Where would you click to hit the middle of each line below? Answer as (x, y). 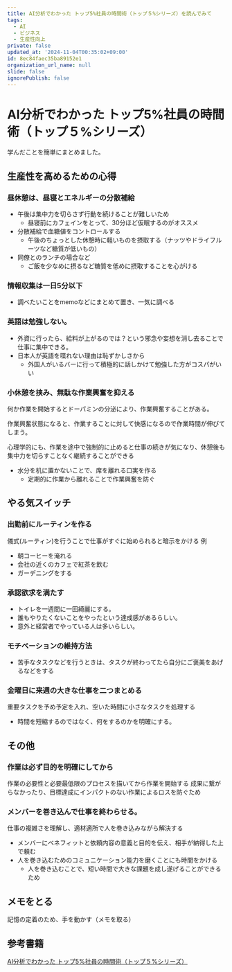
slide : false (26, 71)
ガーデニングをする (45, 573)
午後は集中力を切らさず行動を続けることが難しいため (93, 214)
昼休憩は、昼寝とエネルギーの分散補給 (71, 197)
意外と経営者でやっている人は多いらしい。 (78, 626)
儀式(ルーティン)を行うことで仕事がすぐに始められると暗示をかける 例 (107, 540)
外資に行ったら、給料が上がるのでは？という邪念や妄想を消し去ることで (120, 338)
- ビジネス (27, 33)
